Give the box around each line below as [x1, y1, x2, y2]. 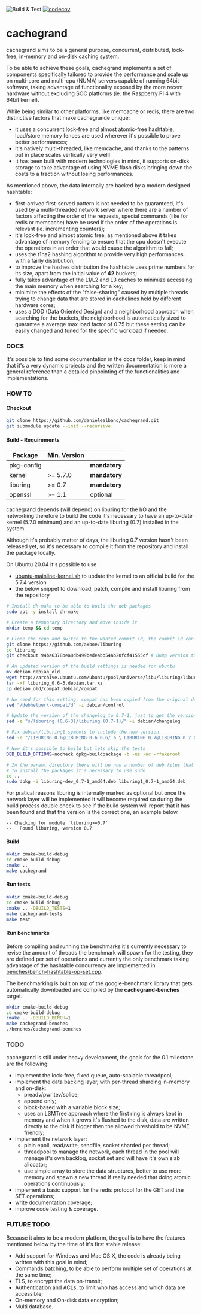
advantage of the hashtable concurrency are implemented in [6, 961, 156, 969]
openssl [9, 491, 32, 499]
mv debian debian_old [6, 669, 60, 675]
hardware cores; [14, 301, 56, 308]
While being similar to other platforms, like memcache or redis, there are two [6, 108, 195, 115]
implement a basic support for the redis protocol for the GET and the [14, 1186, 184, 1193]
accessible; [14, 1290, 44, 1297]
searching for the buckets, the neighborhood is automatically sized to [14, 314, 187, 321]
